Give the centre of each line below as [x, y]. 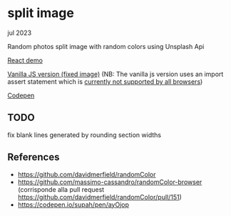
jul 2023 [20, 33]
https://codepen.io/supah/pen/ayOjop [73, 205]
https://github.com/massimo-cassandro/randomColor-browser [110, 182]
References [34, 157]
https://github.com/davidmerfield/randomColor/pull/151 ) [99, 197]
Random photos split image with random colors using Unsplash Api [106, 46]
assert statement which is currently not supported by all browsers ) [105, 81]
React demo [25, 60]
